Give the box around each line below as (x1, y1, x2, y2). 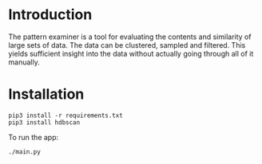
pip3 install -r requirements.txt (8, 111, 124, 119)
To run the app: (8, 132, 59, 142)
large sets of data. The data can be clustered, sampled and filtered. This (8, 40, 246, 49)
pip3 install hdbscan (8, 118, 81, 127)
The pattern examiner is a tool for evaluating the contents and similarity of (8, 32, 252, 41)
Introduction (8, 6, 93, 24)
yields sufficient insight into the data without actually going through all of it (8, 49, 254, 58)
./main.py (8, 147, 42, 156)
